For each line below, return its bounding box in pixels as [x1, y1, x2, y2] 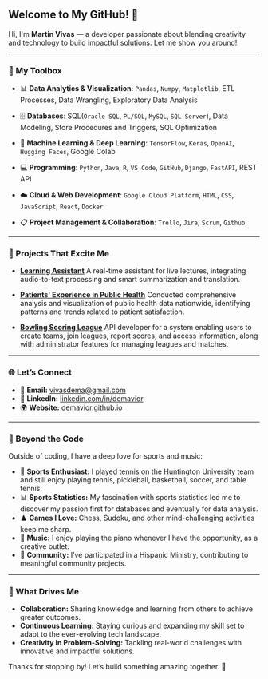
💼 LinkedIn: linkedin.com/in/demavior [19, 393, 144, 403]
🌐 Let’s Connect [8, 367, 72, 378]
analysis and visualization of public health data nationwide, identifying [19, 299, 250, 308]
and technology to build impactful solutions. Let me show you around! [8, 38, 238, 47]
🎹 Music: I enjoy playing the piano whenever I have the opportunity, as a [19, 533, 258, 542]
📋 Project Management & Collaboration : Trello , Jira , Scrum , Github [19, 217, 246, 228]
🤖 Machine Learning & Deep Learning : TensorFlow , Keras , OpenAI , [19, 138, 235, 148]
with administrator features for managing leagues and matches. [19, 339, 229, 349]
